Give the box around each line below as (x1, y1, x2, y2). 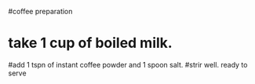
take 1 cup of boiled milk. (8, 35, 173, 52)
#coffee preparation (8, 7, 73, 16)
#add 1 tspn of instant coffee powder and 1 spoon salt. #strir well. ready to (8, 60, 248, 69)
